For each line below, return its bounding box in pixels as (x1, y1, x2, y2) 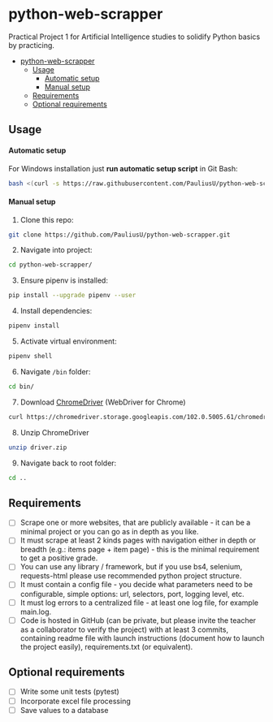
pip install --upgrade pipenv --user (8, 292, 136, 300)
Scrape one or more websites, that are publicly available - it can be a (19, 517, 251, 528)
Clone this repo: (19, 214, 74, 224)
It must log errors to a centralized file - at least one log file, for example (19, 598, 258, 607)
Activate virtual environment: (19, 336, 117, 346)
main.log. (19, 607, 52, 616)
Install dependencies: (19, 306, 93, 316)
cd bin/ (8, 383, 35, 391)
